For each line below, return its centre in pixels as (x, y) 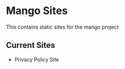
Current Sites (31, 45)
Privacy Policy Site (37, 59)
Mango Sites (37, 11)
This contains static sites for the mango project (63, 27)
